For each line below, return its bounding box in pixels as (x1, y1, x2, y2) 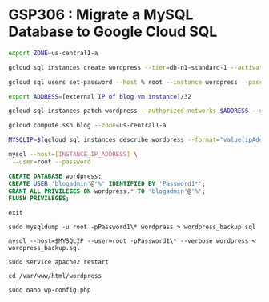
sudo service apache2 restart (8, 258, 110, 266)
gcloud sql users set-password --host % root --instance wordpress (8, 78, 239, 86)
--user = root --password (11, 158, 91, 166)
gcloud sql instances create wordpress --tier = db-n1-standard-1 (8, 63, 227, 71)
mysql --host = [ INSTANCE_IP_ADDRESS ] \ (8, 151, 138, 159)
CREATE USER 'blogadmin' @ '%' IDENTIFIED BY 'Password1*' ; (8, 179, 206, 187)
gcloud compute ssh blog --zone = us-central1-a (8, 122, 167, 130)
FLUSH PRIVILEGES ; (8, 195, 70, 203)
